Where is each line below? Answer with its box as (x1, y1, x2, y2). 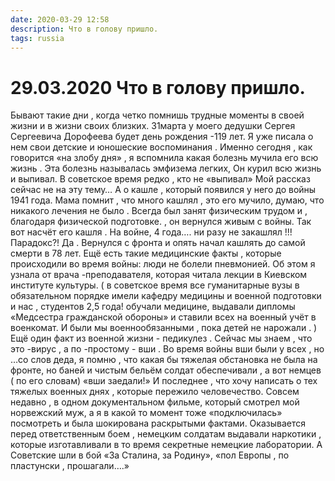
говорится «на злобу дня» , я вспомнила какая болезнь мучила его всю (10, 152, 319, 164)
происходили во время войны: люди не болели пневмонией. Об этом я (10, 258, 316, 270)
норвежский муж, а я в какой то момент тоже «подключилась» (10, 407, 283, 419)
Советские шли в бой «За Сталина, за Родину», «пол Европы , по (10, 449, 290, 461)
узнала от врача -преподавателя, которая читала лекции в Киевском (10, 269, 308, 281)
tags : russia (10, 33, 65, 43)
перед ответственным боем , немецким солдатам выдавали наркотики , (10, 428, 322, 440)
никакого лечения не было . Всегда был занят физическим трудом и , (10, 205, 308, 217)
